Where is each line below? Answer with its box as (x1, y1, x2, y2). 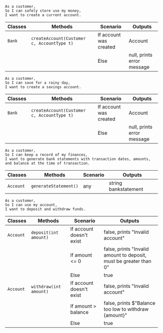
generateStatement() (31, 183, 79, 189)
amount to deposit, (103, 252, 147, 258)
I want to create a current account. (5, 13, 81, 18)
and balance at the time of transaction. (5, 161, 90, 166)
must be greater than (103, 258, 152, 264)
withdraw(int (31, 284, 62, 289)
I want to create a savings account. (5, 85, 81, 89)
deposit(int (31, 230, 59, 235)
